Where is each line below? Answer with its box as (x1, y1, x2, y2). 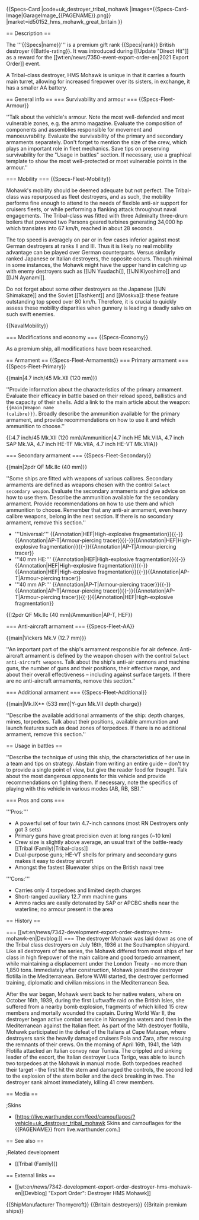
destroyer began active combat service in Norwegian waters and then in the (6, 1016, 192, 1022)
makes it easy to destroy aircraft (14, 858, 94, 864)
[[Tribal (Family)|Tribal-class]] (14, 845, 88, 852)
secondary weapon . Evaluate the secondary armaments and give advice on (6, 488, 186, 495)
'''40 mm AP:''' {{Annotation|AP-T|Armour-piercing (14, 581, 140, 588)
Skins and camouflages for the (106, 1120, 182, 1126)
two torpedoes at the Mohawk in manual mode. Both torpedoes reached (6, 1060, 182, 1067)
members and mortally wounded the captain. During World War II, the (6, 1009, 176, 1017)
